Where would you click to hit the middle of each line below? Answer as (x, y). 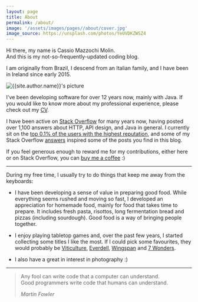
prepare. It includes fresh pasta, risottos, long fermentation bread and (99, 212)
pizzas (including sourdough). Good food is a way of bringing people (98, 218)
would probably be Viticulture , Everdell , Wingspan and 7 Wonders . (95, 248)
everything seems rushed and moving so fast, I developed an (89, 199)
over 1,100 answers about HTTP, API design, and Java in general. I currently (98, 128)
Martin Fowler (37, 294)
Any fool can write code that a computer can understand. (90, 277)
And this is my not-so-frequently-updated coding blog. (73, 57)
